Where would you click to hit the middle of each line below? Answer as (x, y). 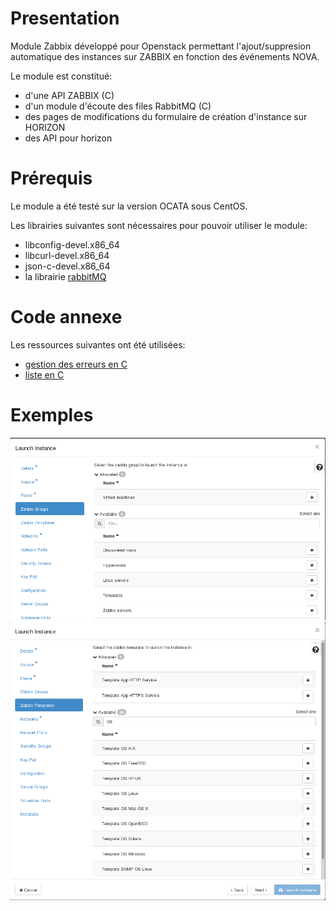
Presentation (65, 18)
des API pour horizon (68, 138)
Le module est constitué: (61, 76)
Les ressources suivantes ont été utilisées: (98, 344)
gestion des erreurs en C (76, 364)
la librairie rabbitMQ (65, 276)
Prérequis (51, 178)
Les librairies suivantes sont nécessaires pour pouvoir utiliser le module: (159, 225)
